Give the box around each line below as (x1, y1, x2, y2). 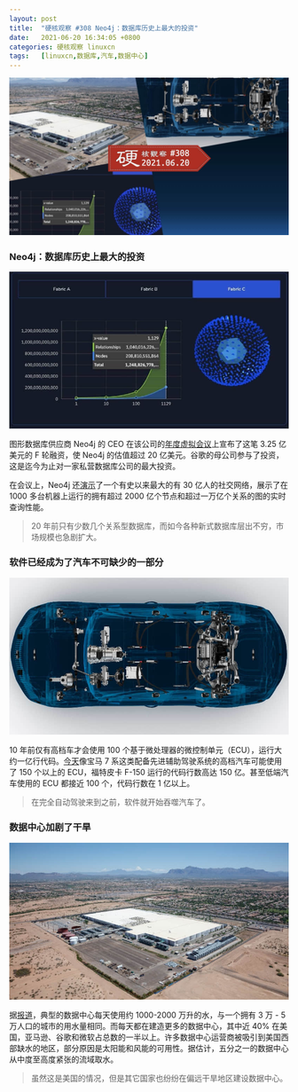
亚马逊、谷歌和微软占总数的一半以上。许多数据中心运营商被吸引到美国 (24, 1032, 281, 1042)
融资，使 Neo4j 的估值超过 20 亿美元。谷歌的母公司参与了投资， (49, 450, 284, 460)
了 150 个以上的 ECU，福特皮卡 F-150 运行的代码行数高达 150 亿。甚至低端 (9, 767, 281, 778)
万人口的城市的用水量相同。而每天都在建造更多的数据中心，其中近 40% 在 (9, 1021, 280, 1032)
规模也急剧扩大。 (38, 532, 102, 543)
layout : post (9, 14, 58, 23)
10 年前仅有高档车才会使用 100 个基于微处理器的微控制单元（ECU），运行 (9, 745, 275, 756)
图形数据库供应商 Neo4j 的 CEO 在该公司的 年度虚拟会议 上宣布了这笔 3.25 (9, 439, 277, 450)
